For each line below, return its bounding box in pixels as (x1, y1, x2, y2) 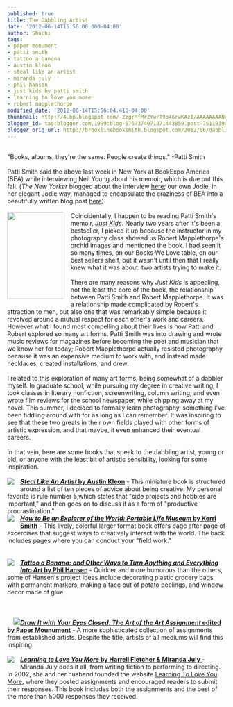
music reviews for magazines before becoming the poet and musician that (7, 338, 219, 346)
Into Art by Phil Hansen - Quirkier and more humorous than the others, (20, 566, 223, 574)
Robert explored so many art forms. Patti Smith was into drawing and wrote (7, 330, 222, 338)
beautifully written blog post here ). (7, 197, 106, 206)
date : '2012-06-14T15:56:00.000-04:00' (7, 23, 123, 30)
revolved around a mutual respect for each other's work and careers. (7, 315, 205, 324)
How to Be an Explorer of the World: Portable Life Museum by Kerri (20, 515, 216, 523)
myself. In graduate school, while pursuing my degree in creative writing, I (7, 381, 218, 390)
